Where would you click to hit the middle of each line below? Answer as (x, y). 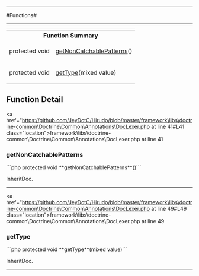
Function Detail (35, 99)
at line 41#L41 (168, 126)
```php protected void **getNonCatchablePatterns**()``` (74, 167)
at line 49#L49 (169, 209)
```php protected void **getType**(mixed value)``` (67, 249)
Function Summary (71, 35)
